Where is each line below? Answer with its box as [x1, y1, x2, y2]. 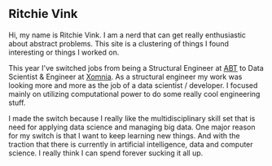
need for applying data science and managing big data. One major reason [8, 122, 256, 132]
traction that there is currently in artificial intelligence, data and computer [8, 139, 254, 149]
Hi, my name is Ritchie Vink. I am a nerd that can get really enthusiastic [8, 30, 247, 40]
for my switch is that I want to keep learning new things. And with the [8, 130, 240, 140]
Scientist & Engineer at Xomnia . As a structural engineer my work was [8, 72, 243, 81]
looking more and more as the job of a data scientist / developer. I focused [8, 80, 258, 90]
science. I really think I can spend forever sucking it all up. [8, 148, 204, 158]
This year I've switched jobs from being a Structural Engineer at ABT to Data [8, 63, 265, 72]
